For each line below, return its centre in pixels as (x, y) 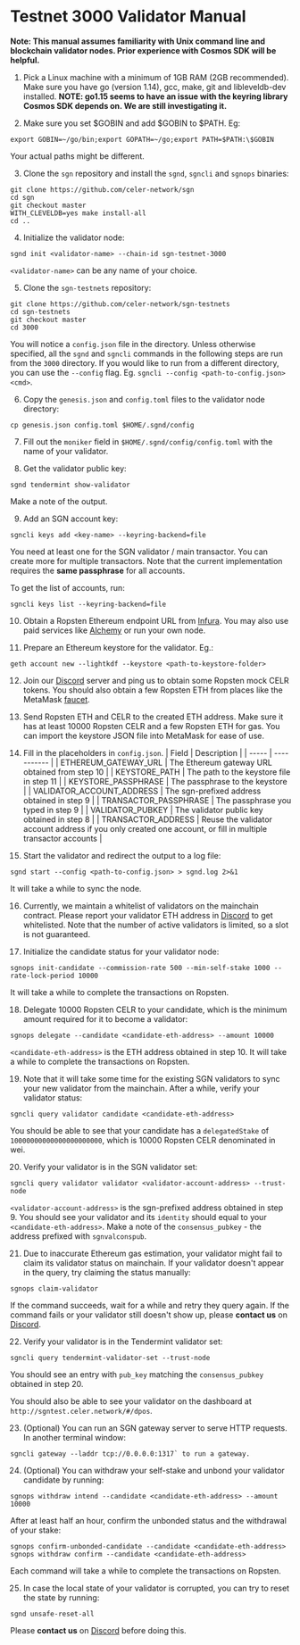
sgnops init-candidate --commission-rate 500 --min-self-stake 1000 (140, 968)
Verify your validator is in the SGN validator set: (110, 1167)
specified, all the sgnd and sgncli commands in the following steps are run (147, 353)
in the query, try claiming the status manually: (107, 1272)
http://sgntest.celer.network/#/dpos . (81, 1410)
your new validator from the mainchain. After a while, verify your (141, 1088)
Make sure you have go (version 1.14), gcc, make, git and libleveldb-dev (154, 87)
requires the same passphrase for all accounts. (98, 570)
